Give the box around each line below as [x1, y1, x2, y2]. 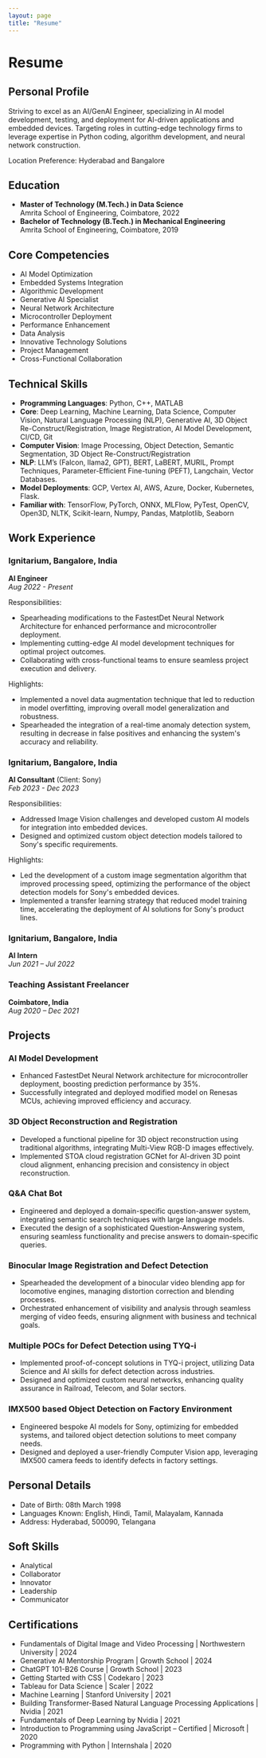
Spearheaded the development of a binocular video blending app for [19, 1278, 245, 1288]
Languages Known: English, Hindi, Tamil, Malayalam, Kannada [19, 1508, 224, 1518]
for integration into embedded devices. [19, 822, 148, 832]
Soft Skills [8, 1540, 60, 1553]
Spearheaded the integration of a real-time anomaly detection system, [19, 720, 251, 729]
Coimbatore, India [8, 997, 69, 1007]
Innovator [19, 1578, 52, 1587]
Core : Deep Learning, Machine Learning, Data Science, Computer [19, 406, 237, 416]
